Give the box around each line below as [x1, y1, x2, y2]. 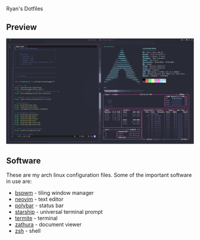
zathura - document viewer [14, 221, 82, 228]
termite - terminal [14, 214, 58, 222]
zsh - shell [14, 227, 41, 235]
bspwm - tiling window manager [14, 189, 94, 197]
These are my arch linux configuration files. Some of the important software [6, 172, 192, 179]
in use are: [6, 178, 32, 185]
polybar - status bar [14, 202, 64, 209]
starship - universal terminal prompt [14, 208, 103, 216]
